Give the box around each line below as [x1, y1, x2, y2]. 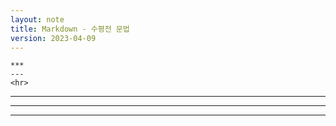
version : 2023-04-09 [10, 33, 97, 43]
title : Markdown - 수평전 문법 [10, 24, 130, 34]
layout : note [10, 14, 65, 25]
